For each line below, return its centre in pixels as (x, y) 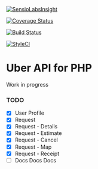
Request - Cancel (36, 140)
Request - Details (36, 127)
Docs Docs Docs (36, 160)
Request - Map (33, 147)
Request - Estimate (38, 133)
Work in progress (27, 84)
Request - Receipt (37, 153)
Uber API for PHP (49, 68)
